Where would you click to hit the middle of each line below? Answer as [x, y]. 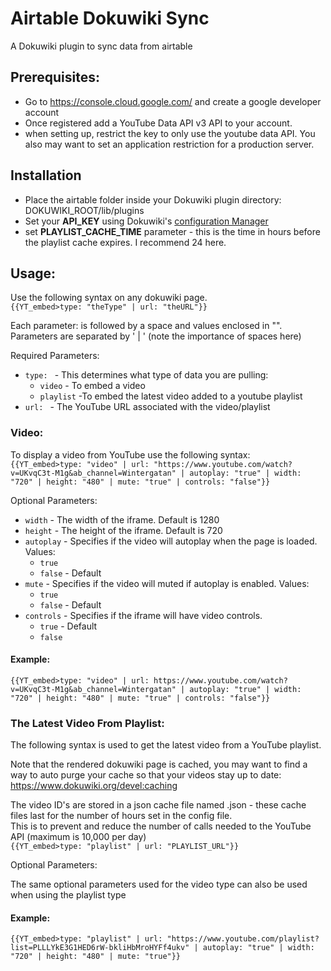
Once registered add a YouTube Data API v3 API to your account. [158, 123]
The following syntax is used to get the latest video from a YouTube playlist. [166, 745]
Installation [46, 175]
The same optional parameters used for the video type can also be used [159, 884]
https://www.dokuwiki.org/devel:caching [94, 786]
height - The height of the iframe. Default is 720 [123, 530]
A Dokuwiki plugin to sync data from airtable [101, 46]
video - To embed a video [92, 386]
